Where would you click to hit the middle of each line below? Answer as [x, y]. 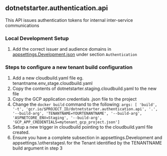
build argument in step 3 [37, 148]
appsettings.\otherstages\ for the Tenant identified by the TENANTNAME [87, 143]
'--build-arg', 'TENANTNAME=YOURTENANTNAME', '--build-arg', [77, 114]
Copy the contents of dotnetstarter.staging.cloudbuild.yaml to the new [84, 88]
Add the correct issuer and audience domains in [62, 49]
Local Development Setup [37, 38]
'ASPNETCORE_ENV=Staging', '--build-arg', [57, 118]
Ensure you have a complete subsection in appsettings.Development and [87, 138]
